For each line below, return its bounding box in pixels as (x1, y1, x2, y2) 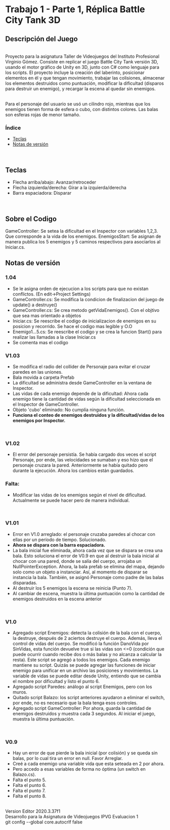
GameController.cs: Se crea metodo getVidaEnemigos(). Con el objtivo (12, 307, 159, 313)
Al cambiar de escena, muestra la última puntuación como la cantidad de (12, 590, 165, 596)
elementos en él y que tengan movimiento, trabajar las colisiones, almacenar (5, 75, 165, 81)
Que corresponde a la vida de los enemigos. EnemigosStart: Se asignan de (5, 233, 161, 239)
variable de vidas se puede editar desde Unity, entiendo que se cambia (12, 673, 161, 679)
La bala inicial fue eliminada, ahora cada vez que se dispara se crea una (12, 547, 163, 553)
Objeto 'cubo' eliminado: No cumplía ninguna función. (12, 407, 125, 413)
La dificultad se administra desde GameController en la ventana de (12, 379, 152, 386)
